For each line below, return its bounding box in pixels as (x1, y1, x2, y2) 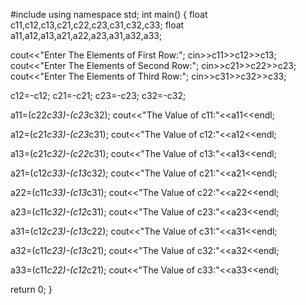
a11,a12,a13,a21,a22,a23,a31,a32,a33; (10, 30, 163, 41)
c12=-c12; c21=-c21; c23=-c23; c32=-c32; (10, 90, 187, 101)
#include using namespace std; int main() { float (10, 9, 208, 20)
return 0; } (10, 284, 53, 295)
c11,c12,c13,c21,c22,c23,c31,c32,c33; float (10, 19, 185, 31)
